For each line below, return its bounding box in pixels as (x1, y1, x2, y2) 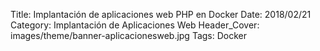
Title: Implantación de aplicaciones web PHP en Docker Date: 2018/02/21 (10, 9, 312, 20)
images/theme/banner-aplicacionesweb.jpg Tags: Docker (10, 30, 248, 41)
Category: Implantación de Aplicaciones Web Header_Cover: (10, 19, 260, 31)
